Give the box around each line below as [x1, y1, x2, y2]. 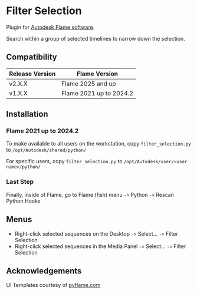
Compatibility [6, 52, 57, 62]
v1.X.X [9, 89, 28, 97]
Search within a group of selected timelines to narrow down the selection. [6, 35, 186, 42]
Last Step [6, 178, 34, 186]
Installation [6, 109, 48, 119]
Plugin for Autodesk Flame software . [6, 24, 95, 31]
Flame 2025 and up [61, 80, 116, 88]
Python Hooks [6, 197, 41, 204]
